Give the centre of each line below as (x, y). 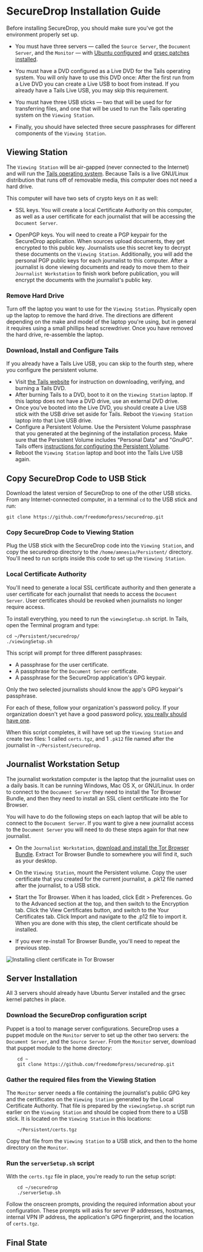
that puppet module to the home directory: (59, 1048)
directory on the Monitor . (37, 1147)
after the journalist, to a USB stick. (58, 885)
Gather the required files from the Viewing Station (81, 1079)
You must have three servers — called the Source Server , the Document (103, 46)
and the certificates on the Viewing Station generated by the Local (90, 1099)
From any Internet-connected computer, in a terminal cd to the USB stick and (102, 500)
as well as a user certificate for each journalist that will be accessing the (105, 216)
